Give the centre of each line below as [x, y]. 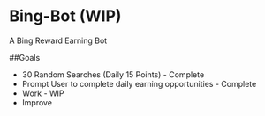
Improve [37, 102]
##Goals [25, 57]
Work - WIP [43, 93]
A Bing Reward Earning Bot [58, 40]
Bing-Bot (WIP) [65, 16]
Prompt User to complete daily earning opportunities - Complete [139, 83]
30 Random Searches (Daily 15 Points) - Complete [113, 74]
